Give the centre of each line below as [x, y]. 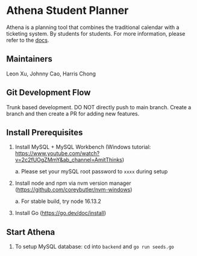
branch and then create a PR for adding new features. [73, 114]
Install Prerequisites [45, 133]
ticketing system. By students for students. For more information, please [96, 33]
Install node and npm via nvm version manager [73, 183]
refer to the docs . [28, 40]
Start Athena [31, 232]
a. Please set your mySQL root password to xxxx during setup [91, 171]
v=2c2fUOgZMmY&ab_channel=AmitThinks [68, 160]
